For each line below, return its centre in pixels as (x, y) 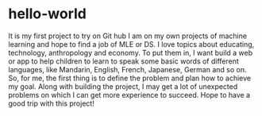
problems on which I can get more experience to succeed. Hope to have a (129, 95)
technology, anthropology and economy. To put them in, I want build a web (131, 52)
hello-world (48, 14)
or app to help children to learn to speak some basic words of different (124, 61)
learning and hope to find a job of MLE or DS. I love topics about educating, (131, 44)
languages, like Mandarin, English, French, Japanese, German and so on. (127, 69)
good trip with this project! (52, 103)
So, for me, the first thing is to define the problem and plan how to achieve (130, 78)
